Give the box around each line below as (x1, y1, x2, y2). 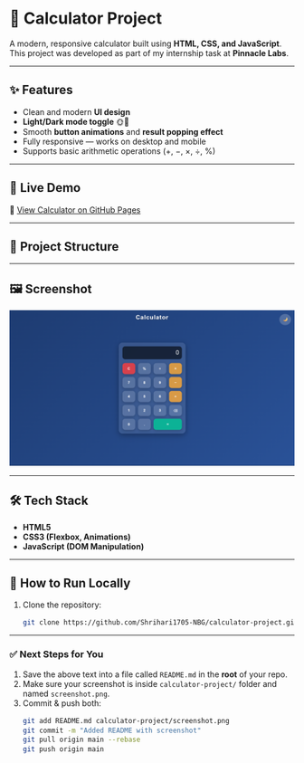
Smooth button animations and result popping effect (22, 126, 223, 137)
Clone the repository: (22, 599, 102, 610)
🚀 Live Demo (9, 180, 81, 196)
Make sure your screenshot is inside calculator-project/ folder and (22, 678, 278, 689)
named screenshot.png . (22, 688, 110, 699)
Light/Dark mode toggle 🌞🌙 (22, 116, 129, 127)
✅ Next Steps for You (9, 648, 104, 661)
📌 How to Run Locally (9, 576, 131, 591)
